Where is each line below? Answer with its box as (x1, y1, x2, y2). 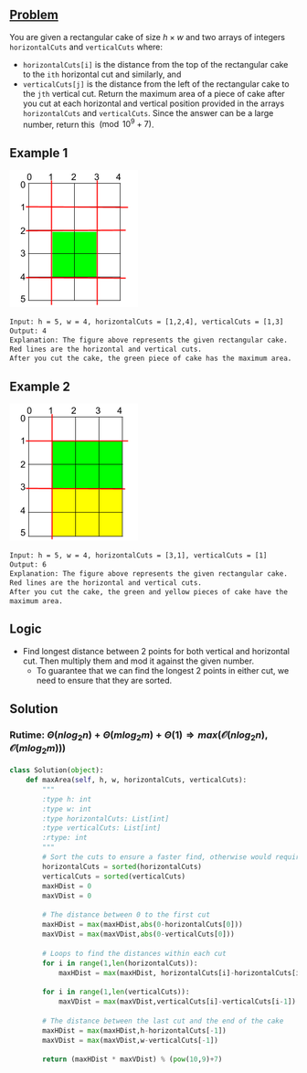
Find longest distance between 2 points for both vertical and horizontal (22, 645, 291, 656)
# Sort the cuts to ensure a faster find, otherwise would (42, 853, 272, 862)
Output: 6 (9, 560, 48, 569)
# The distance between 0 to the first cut (42, 910, 210, 919)
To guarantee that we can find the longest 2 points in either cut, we (36, 664, 290, 675)
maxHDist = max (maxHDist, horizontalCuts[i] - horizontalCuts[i (58, 968, 301, 977)
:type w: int (42, 804, 92, 813)
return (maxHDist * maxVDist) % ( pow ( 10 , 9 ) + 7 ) (42, 1055, 223, 1064)
